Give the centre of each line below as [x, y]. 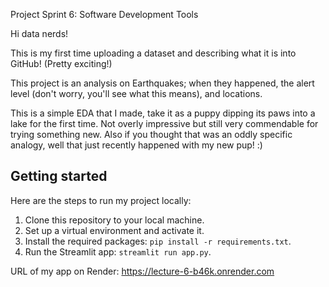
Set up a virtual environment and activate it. [114, 230]
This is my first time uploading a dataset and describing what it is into [153, 53]
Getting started [59, 176]
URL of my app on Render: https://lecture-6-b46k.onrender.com [142, 271]
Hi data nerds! [39, 33]
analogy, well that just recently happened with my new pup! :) [136, 145]
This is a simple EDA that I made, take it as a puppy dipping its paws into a [163, 113]
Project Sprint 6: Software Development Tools [104, 14]
